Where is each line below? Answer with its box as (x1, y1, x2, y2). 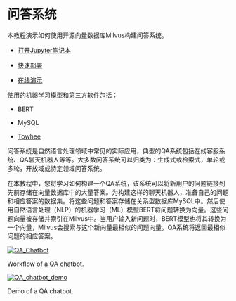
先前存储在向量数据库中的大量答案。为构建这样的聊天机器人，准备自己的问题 (7, 188, 229, 196)
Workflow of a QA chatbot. (7, 260, 84, 268)
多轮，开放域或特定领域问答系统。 (7, 164, 106, 172)
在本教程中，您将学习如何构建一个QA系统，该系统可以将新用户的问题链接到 (7, 179, 225, 187)
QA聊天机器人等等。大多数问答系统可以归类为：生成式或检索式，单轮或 (19, 155, 225, 164)
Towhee (17, 132, 41, 141)
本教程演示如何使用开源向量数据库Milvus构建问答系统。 (7, 31, 169, 39)
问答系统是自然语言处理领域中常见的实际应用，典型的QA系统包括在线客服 (7, 146, 219, 155)
